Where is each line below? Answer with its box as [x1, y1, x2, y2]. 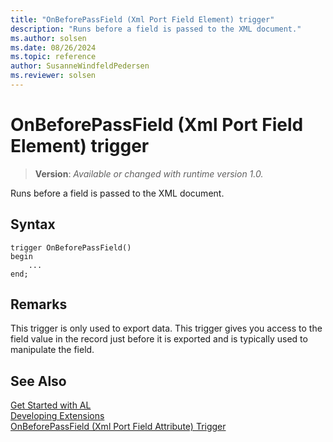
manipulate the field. [10, 344, 95, 356]
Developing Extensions [10, 410, 105, 422]
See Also [10, 372, 67, 390]
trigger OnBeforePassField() [10, 242, 132, 253]
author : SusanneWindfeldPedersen [10, 61, 150, 71]
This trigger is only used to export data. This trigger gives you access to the [10, 322, 323, 335]
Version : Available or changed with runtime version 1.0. [34, 167, 264, 180]
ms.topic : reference [10, 52, 97, 62]
